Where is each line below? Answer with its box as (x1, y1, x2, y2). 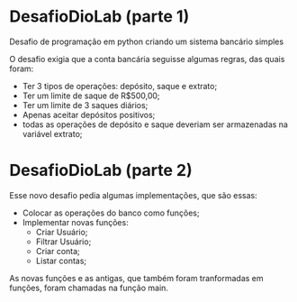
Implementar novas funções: (22, 216, 129, 227)
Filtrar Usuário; (35, 236, 92, 247)
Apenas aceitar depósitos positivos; (22, 109, 156, 120)
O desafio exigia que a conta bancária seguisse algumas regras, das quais (9, 53, 285, 64)
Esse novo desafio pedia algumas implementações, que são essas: (9, 189, 258, 200)
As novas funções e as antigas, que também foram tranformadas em (9, 272, 264, 283)
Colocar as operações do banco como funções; (22, 207, 200, 218)
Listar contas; (35, 255, 87, 266)
